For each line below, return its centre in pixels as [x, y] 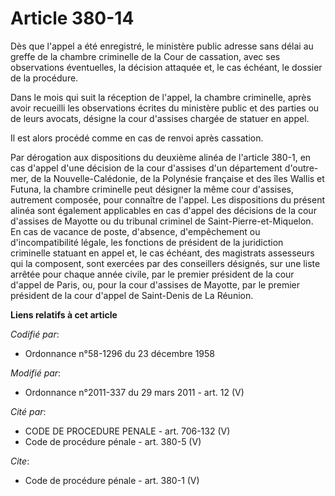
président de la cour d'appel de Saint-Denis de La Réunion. [132, 295]
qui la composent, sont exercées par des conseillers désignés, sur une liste [165, 263]
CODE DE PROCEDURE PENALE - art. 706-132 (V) [127, 431]
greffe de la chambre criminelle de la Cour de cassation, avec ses [145, 56]
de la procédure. [44, 78]
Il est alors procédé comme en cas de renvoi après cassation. [137, 138]
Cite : [20, 461]
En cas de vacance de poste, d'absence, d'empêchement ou [135, 231]
